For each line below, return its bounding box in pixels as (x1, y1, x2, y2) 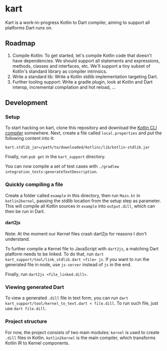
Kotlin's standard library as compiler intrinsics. (12, 68, 108, 74)
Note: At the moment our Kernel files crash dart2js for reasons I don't (5, 231, 147, 236)
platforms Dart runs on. (5, 24, 53, 30)
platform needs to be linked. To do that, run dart (5, 251, 104, 257)
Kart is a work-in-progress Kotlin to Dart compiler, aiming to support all (5, 19, 150, 25)
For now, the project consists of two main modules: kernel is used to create (5, 329, 160, 335)
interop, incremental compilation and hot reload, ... (12, 84, 116, 90)
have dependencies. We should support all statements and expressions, (12, 58, 160, 64)
